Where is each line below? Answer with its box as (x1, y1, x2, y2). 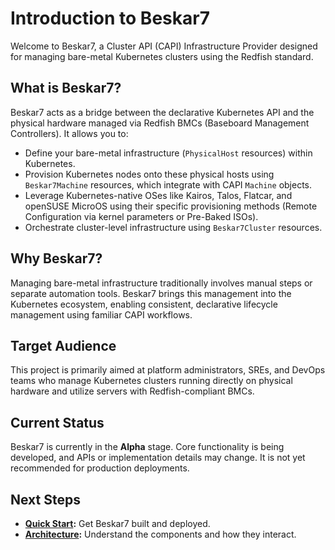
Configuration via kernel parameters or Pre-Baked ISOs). (24, 210, 259, 222)
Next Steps (10, 491, 81, 508)
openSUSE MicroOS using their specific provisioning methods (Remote (24, 200, 318, 212)
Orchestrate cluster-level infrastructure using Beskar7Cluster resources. (24, 221, 323, 233)
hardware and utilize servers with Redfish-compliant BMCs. (10, 385, 255, 397)
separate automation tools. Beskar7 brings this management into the (10, 287, 292, 299)
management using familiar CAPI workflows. (10, 308, 193, 321)
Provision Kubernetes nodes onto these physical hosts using (24, 168, 275, 180)
